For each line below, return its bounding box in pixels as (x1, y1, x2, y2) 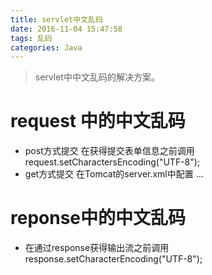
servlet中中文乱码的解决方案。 (34, 71, 160, 83)
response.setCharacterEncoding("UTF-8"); (24, 253, 203, 265)
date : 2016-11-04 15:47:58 (10, 24, 123, 34)
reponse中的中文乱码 (10, 207, 187, 230)
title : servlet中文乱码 (10, 14, 103, 25)
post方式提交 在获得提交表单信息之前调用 (24, 145, 195, 157)
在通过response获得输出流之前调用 (24, 242, 170, 254)
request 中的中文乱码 (10, 110, 186, 133)
